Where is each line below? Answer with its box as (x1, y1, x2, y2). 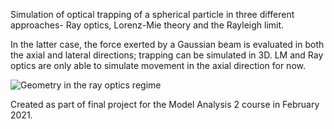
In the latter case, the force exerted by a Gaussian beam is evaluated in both (10, 39, 325, 50)
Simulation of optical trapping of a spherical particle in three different (10, 9, 295, 20)
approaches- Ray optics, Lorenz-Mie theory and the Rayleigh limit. (10, 19, 285, 31)
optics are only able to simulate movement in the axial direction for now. (10, 60, 306, 71)
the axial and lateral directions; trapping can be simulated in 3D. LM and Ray (10, 49, 324, 61)
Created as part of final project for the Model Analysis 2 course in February (10, 99, 320, 110)
